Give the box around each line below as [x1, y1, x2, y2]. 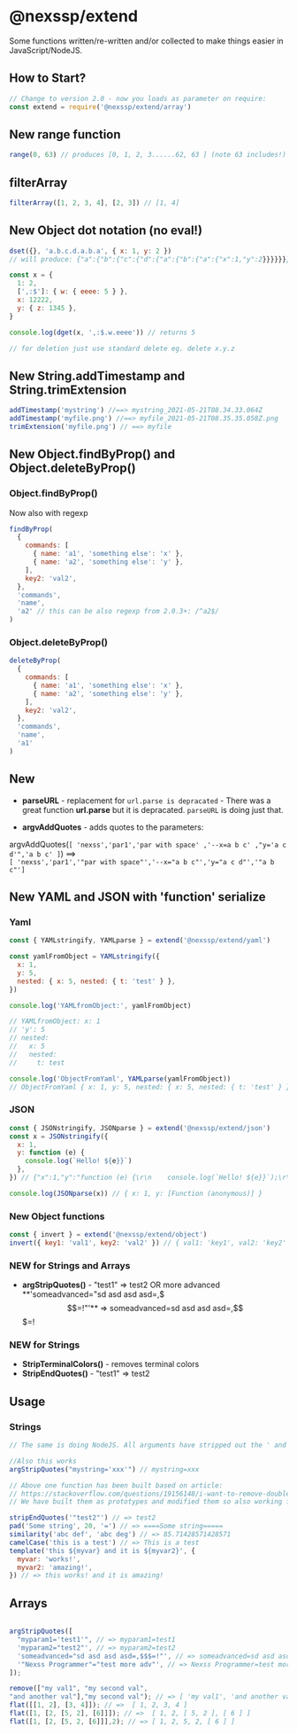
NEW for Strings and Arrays [9, 1259, 131, 1271]
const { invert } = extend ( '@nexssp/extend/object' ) [9, 1230, 208, 1239]
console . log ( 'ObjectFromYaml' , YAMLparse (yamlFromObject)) [9, 1074, 232, 1083]
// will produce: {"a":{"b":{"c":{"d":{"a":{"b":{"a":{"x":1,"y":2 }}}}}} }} [9, 254, 294, 263]
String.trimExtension [9, 382, 127, 397]
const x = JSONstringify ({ [9, 1132, 109, 1141]
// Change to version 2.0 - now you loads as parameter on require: [9, 94, 267, 103]
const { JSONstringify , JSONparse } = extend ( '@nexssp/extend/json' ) [9, 1123, 271, 1132]
